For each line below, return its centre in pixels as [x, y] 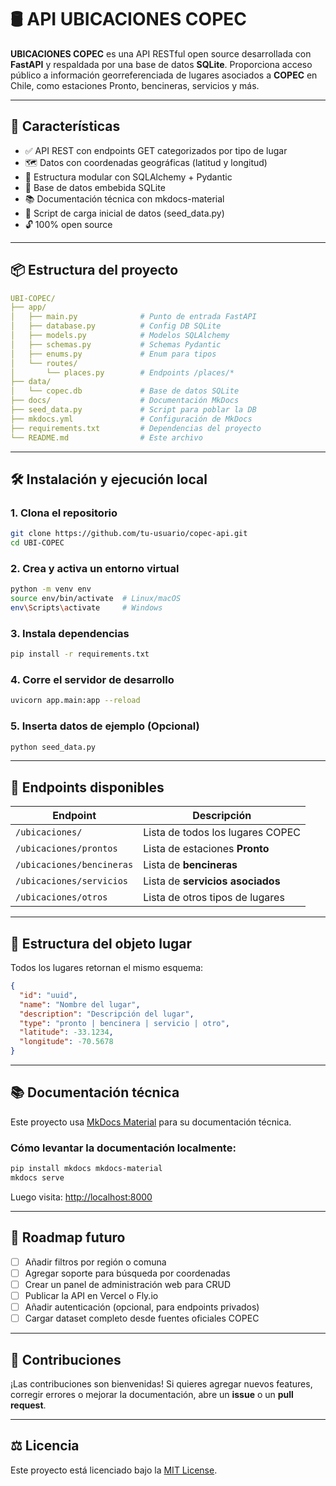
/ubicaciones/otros [61, 897]
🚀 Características [65, 126]
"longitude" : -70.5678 [66, 1042]
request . [28, 1405]
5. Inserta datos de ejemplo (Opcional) [105, 726]
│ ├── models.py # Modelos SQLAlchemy [120, 336]
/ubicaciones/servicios [72, 881]
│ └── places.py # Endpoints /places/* [122, 372]
